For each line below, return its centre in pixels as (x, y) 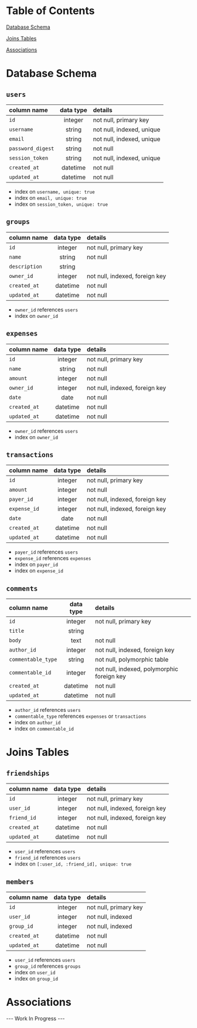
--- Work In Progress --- (36, 1018)
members (20, 882)
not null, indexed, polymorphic (137, 669)
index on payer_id (36, 565)
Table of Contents (50, 11)
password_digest (32, 148)
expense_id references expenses (53, 558)
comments (22, 588)
